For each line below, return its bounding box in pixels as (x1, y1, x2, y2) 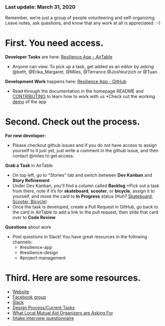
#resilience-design (19, 250, 58, 256)
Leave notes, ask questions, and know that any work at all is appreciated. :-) (5, 20, 161, 26)
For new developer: (5, 133, 46, 139)
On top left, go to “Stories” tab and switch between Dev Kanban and (12, 172, 153, 178)
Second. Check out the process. (5, 116, 140, 127)
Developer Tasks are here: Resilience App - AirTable (5, 54, 112, 60)
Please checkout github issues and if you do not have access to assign (12, 142, 157, 148)
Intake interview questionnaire (12, 315, 74, 322)
